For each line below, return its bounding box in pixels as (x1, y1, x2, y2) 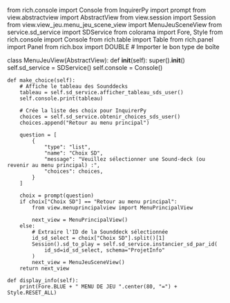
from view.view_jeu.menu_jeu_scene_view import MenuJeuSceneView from (7, 21, 222, 28)
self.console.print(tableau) (19, 95, 104, 102)
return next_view (19, 265, 70, 272)
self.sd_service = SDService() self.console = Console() (7, 64, 163, 71)
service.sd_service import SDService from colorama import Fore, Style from (7, 28, 223, 36)
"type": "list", (44, 144, 91, 150)
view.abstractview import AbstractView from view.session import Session (7, 13, 216, 21)
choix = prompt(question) (19, 192, 95, 199)
